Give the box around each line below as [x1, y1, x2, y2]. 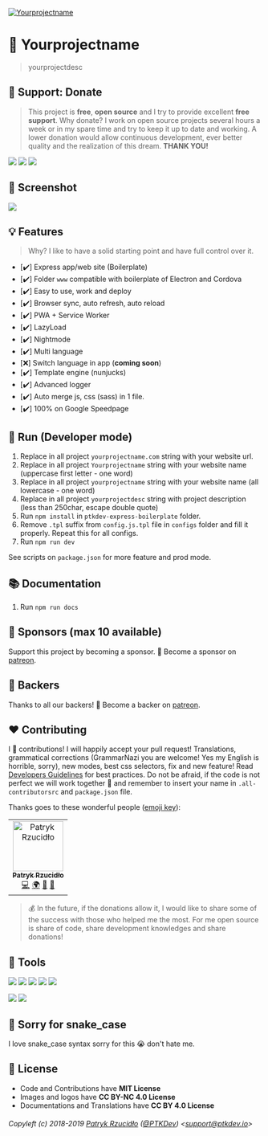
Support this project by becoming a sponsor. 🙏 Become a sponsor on [8, 647, 237, 656]
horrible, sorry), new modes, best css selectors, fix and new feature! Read [8, 762, 254, 771]
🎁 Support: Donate [8, 85, 103, 100]
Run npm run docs [19, 603, 79, 611]
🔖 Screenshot [8, 181, 78, 194]
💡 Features [8, 225, 64, 239]
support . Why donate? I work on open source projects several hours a [27, 115, 261, 125]
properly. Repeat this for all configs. [19, 529, 139, 538]
